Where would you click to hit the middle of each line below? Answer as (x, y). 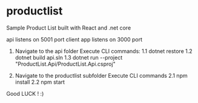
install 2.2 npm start (40, 82)
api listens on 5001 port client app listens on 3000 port (74, 39)
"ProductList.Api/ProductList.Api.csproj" (65, 64)
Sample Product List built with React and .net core (69, 28)
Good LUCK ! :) (25, 93)
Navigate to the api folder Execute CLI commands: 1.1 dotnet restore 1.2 (104, 51)
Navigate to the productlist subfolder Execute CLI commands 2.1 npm (101, 75)
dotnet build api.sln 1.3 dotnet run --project (69, 57)
